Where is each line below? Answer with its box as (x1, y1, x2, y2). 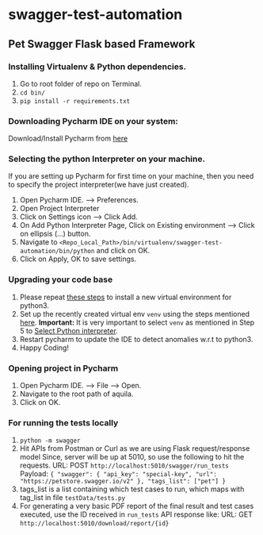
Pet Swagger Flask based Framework (8, 37, 196, 51)
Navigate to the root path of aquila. (19, 389, 134, 398)
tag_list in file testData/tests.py (19, 493, 125, 502)
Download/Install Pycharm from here (8, 133, 128, 144)
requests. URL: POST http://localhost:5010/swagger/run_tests (19, 460, 230, 470)
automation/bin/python (19, 248, 95, 256)
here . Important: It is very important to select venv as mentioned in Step (19, 318, 255, 327)
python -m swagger (19, 437, 81, 445)
